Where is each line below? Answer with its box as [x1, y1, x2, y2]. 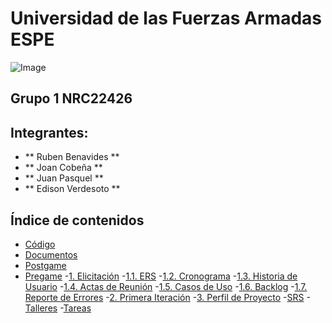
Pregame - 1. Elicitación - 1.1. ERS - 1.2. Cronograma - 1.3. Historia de [24, 270, 298, 282]
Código [24, 238, 56, 250]
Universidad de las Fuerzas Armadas [10, 7, 322, 30]
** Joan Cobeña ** [24, 162, 103, 174]
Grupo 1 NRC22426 [10, 90, 133, 107]
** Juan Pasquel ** [24, 172, 104, 184]
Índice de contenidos [10, 212, 145, 229]
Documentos [24, 248, 78, 261]
